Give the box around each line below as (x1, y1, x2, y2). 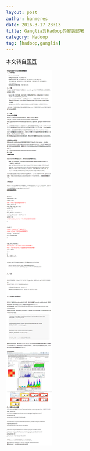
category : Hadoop (6, 34, 48, 40)
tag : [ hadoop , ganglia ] (6, 40, 61, 46)
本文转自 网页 (6, 58, 37, 65)
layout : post (6, 9, 38, 15)
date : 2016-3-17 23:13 (6, 22, 61, 28)
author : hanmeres (6, 15, 48, 22)
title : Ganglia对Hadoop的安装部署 (6, 28, 84, 34)
